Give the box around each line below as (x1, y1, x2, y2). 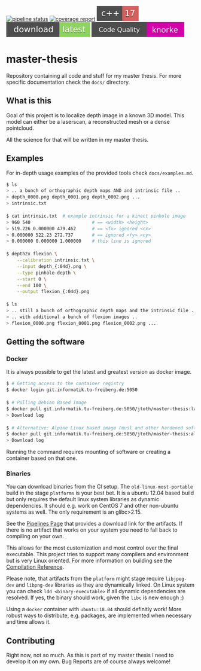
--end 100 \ (17, 282, 47, 288)
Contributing (6, 636, 55, 646)
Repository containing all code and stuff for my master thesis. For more (6, 72, 182, 79)
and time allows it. (6, 618, 51, 626)
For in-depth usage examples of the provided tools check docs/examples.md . (6, 169, 194, 176)
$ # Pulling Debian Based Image (6, 399, 87, 405)
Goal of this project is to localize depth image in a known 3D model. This (6, 111, 185, 119)
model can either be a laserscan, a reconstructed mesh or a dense (6, 118, 170, 125)
